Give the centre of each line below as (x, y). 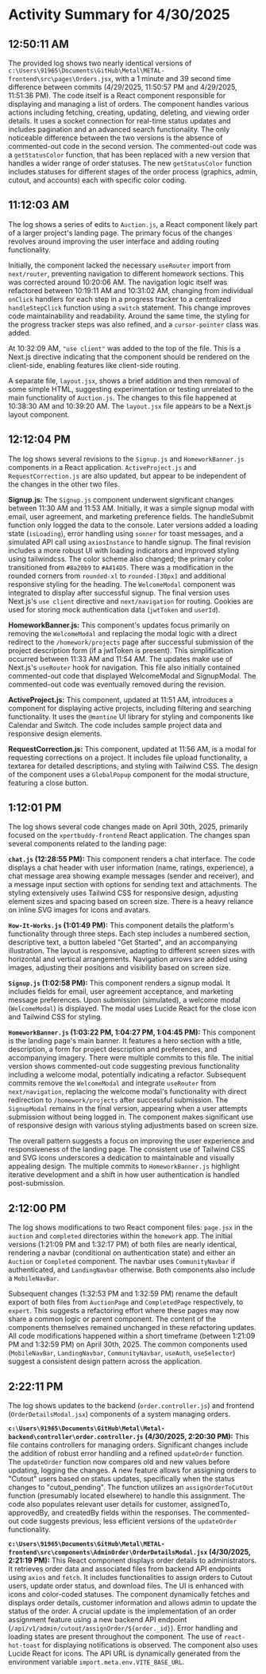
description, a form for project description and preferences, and (113, 1050)
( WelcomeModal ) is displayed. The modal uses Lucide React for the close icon (132, 1008)
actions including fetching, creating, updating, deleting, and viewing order (129, 112)
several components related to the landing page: (87, 844)
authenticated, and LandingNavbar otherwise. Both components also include (132, 1270)
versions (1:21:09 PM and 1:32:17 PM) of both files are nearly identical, (123, 1245)
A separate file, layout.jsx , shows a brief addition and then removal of (124, 381)
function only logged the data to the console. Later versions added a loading (133, 525)
